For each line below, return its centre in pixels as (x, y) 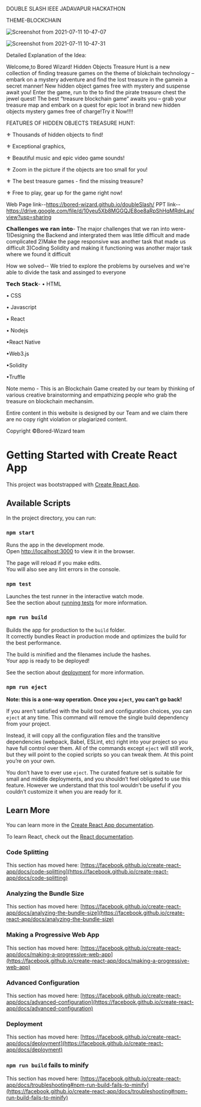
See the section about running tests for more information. (77, 603)
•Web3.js (18, 354)
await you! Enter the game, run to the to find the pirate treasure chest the (96, 92)
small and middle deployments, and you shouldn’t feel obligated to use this (98, 779)
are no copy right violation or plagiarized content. (67, 419)
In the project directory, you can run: (51, 518)
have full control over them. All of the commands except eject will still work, (100, 748)
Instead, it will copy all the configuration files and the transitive (83, 735)
